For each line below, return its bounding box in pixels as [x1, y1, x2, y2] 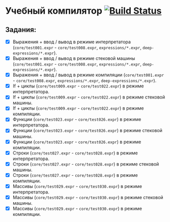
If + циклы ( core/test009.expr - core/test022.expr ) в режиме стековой [12, 94, 165, 100]
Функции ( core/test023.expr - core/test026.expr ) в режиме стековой [12, 128, 163, 134]
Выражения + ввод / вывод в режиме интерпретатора [12, 39, 131, 45]
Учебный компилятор [5, 5, 103, 17]
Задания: [5, 25, 37, 34]
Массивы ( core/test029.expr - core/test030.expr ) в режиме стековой [12, 194, 164, 200]
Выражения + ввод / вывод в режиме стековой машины [12, 55, 135, 61]
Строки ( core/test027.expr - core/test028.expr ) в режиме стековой [12, 161, 159, 167]
